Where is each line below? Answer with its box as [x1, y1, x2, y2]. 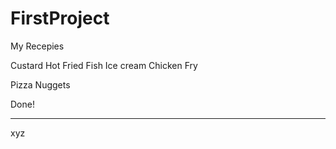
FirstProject [10, 7, 110, 30]
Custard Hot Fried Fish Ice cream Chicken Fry [10, 59, 198, 71]
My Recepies [10, 40, 65, 52]
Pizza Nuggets [10, 78, 71, 91]
